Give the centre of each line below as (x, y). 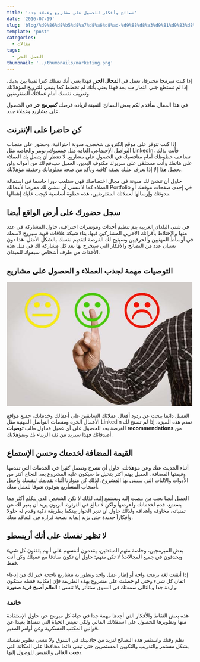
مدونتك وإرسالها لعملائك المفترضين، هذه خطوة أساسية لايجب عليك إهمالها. (89, 194)
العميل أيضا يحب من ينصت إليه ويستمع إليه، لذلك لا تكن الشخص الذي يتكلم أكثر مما (98, 498)
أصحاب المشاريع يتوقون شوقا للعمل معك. (53, 486)
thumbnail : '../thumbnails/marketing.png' (60, 63)
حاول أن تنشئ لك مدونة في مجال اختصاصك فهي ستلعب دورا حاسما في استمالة (94, 181)
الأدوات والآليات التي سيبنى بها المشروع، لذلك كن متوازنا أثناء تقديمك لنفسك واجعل (98, 480)
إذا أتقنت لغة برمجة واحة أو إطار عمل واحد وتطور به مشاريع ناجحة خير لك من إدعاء (98, 574)
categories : (21, 38)
